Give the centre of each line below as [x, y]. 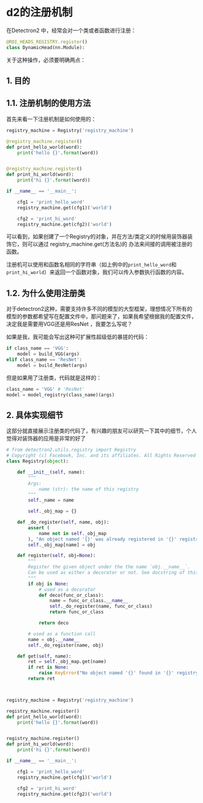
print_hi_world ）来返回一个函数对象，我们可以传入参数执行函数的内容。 [97, 272]
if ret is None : [48, 667]
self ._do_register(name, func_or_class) [101, 607]
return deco [53, 623]
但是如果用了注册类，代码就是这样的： [54, 378]
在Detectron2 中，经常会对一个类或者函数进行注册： [71, 30]
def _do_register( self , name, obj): [63, 522]
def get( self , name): [44, 656]
